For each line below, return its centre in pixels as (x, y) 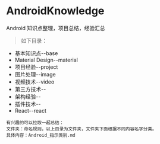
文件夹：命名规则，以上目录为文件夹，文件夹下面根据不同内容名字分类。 (81, 129)
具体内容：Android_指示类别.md (41, 135)
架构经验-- (28, 97)
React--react (30, 110)
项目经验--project (36, 67)
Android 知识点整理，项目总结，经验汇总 (56, 28)
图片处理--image (35, 74)
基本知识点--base (36, 53)
